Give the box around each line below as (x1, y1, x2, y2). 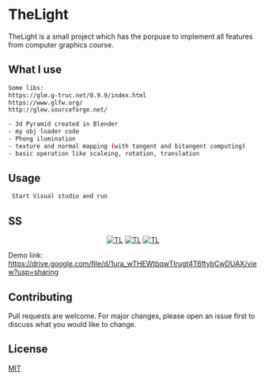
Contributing (8, 290, 73, 303)
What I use (8, 63, 62, 77)
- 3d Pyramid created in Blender (8, 120, 119, 128)
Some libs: (8, 84, 44, 92)
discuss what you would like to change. (8, 319, 137, 329)
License (8, 342, 48, 356)
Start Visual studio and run (11, 192, 108, 201)
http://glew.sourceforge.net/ (8, 106, 108, 114)
